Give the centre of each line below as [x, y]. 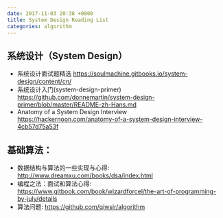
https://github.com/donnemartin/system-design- [86, 98]
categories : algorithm [39, 26]
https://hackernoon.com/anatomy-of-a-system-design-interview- [110, 119]
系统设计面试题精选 [44, 74]
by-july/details [37, 199]
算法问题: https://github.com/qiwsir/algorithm [81, 207]
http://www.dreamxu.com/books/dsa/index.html [85, 175]
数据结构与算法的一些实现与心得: [63, 168]
